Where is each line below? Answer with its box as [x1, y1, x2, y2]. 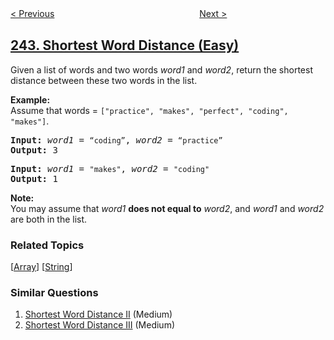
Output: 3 [10, 144, 58, 156]
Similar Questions [10, 286, 99, 300]
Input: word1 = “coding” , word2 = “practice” [10, 134, 223, 146]
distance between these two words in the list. [10, 74, 198, 86]
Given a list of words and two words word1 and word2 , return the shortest [10, 63, 313, 76]
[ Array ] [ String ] [10, 261, 73, 273]
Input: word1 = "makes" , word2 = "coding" [10, 163, 210, 174]
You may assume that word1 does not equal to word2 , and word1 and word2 [10, 202, 325, 214]
